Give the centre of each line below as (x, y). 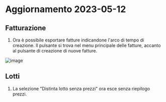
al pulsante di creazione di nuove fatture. (55, 51)
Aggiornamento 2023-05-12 (66, 9)
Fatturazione (26, 28)
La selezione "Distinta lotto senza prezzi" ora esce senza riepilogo (81, 88)
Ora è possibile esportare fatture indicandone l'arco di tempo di (78, 40)
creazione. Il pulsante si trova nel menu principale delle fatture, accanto (87, 45)
